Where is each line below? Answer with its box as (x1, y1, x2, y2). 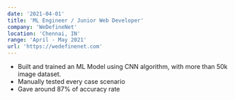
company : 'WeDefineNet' (7, 23, 78, 30)
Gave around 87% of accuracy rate (17, 85, 120, 93)
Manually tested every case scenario (17, 77, 125, 85)
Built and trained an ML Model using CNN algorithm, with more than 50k (17, 63, 228, 70)
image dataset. (17, 70, 62, 78)
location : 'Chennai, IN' (7, 30, 81, 37)
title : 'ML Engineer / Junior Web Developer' (7, 17, 144, 24)
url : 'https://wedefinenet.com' (7, 43, 103, 50)
